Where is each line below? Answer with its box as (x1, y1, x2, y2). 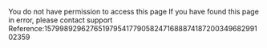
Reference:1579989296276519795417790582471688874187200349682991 (8, 24, 258, 33)
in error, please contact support (8, 15, 113, 25)
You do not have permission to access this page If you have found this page (8, 7, 259, 16)
